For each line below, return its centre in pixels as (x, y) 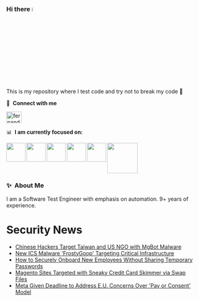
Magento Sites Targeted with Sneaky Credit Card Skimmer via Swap (100, 272)
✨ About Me (25, 185)
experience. (21, 205)
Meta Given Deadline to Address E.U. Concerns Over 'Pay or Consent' (103, 285)
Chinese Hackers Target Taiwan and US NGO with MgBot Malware (98, 247)
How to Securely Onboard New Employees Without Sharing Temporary (104, 260)
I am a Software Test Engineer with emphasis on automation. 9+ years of (97, 199)
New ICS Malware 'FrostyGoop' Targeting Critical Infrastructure (95, 253)
